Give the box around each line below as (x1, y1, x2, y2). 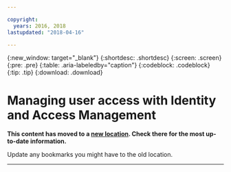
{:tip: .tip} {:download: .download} (7, 68, 103, 76)
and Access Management (7, 107, 157, 122)
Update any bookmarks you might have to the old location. (7, 151, 173, 159)
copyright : (7, 16, 38, 23)
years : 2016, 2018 (13, 22, 67, 30)
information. (30, 137, 67, 145)
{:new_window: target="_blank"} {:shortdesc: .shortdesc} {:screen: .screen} (7, 54, 222, 62)
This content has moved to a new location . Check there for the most (7, 130, 205, 138)
